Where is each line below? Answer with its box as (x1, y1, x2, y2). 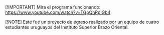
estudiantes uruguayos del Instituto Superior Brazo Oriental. (5, 24, 129, 30)
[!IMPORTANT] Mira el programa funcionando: (5, 4, 101, 10)
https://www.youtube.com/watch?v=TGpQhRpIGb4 (5, 9, 111, 15)
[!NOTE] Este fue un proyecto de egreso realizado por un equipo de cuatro (5, 19, 159, 25)
